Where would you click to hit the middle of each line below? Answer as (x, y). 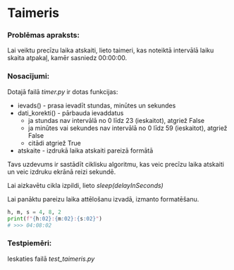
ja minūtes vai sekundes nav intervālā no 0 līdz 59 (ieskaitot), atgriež (128, 128)
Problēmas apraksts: (43, 35)
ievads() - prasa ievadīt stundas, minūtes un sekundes (97, 105)
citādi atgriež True (54, 143)
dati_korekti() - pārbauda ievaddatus (70, 113)
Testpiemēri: (30, 243)
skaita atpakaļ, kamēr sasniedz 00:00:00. (67, 58)
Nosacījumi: (29, 76)
